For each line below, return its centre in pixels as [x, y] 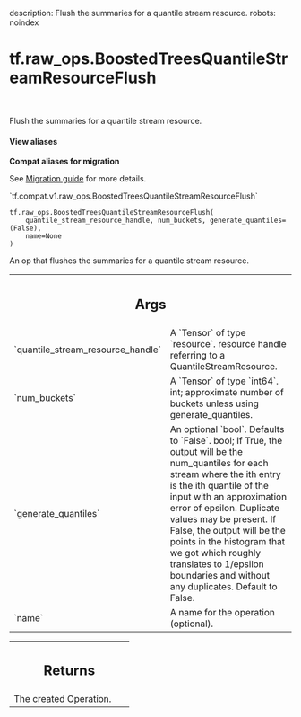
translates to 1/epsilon [217, 563]
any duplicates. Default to [224, 586]
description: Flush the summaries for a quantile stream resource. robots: [142, 13]
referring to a [198, 355]
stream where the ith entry [225, 474]
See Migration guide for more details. [78, 179]
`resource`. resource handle [228, 343]
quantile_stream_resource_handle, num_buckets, [116, 221]
